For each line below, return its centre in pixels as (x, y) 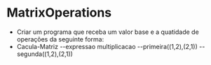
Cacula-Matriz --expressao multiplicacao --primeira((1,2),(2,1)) (107, 46)
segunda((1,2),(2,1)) (45, 54)
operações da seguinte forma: (60, 39)
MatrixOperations (59, 13)
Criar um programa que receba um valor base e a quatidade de (108, 32)
